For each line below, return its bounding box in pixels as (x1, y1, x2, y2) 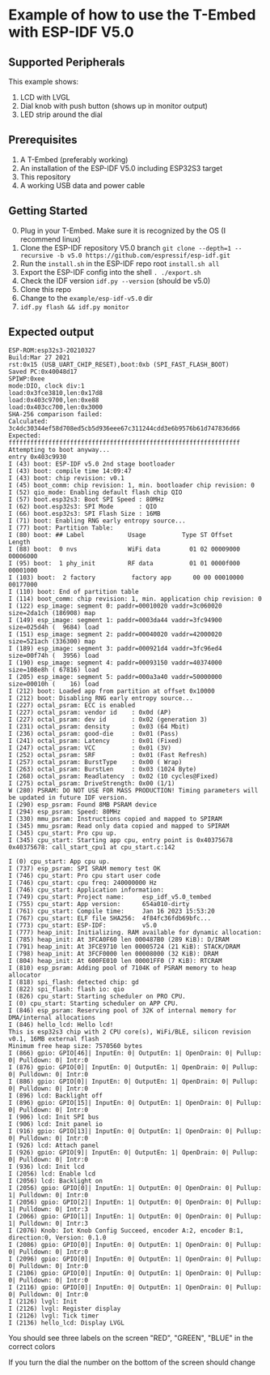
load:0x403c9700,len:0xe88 (8, 396, 99, 405)
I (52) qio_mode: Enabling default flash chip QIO (8, 488, 183, 496)
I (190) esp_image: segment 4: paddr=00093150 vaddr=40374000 (8, 659, 222, 667)
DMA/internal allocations (8, 1014, 95, 1022)
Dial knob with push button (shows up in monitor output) (19, 101, 209, 110)
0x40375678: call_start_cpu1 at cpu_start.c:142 (8, 844, 175, 852)
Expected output (8, 325, 95, 339)
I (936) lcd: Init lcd (8, 1162, 85, 1171)
